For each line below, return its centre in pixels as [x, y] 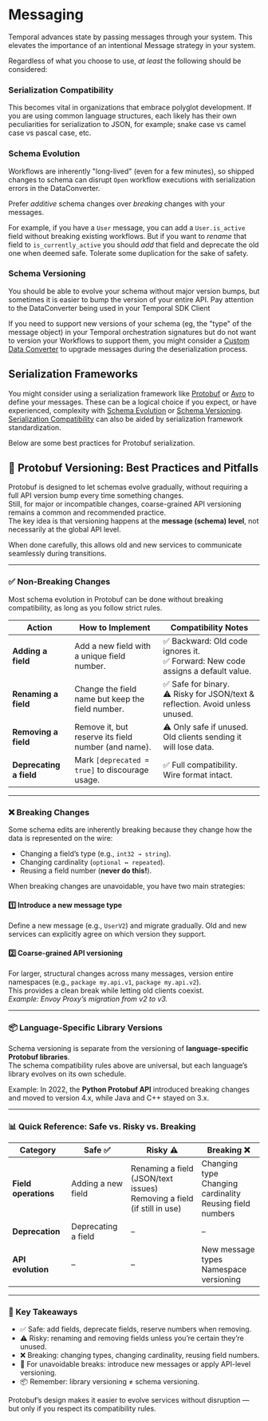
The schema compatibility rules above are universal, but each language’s [128, 1065]
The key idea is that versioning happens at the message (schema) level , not [134, 521]
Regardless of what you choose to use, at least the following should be [125, 61]
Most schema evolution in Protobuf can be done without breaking [116, 599]
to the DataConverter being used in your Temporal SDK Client [109, 308]
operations [33, 1194]
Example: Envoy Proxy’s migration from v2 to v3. [88, 999]
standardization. [35, 427]
